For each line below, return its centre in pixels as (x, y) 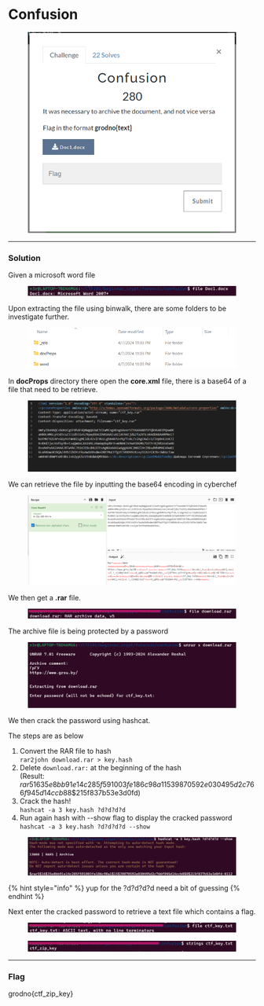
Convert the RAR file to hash (65, 751)
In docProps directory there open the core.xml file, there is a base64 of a (127, 381)
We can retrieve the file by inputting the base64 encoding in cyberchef (123, 484)
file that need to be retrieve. (53, 390)
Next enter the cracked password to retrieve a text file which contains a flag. (132, 911)
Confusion (43, 15)
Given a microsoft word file (52, 275)
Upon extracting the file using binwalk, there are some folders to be (117, 309)
